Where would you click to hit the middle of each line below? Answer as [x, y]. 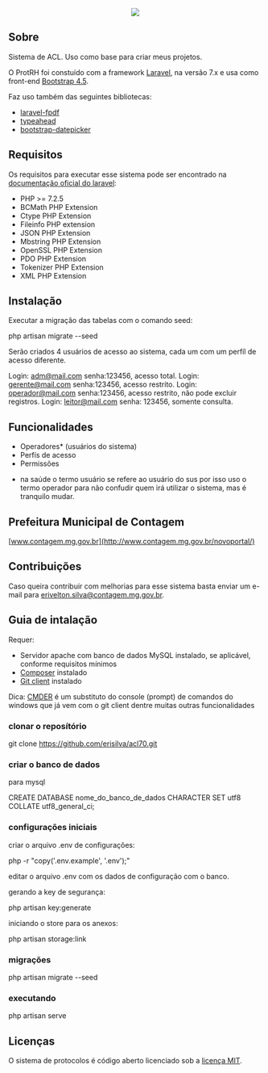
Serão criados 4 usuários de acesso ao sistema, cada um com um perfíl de [132, 352]
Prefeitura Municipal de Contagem [97, 522]
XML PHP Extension [53, 275]
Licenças [32, 1041]
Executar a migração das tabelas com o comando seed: [101, 321]
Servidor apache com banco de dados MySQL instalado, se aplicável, [135, 655]
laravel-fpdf [40, 112]
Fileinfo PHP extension [58, 224]
